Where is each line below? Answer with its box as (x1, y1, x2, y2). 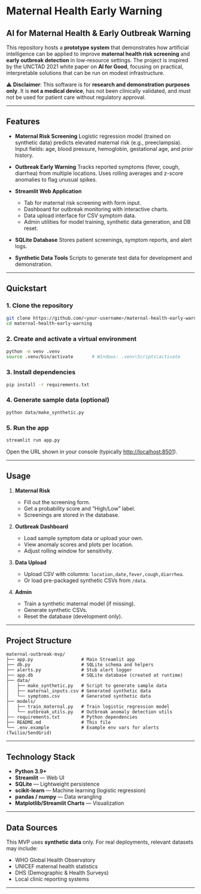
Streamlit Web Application (14, 187, 82, 195)
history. (14, 151, 34, 159)
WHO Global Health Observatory (14, 856, 96, 863)
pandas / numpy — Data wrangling (14, 793, 102, 801)
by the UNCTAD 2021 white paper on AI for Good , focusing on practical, (6, 63, 184, 70)
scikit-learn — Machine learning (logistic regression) (14, 787, 146, 794)
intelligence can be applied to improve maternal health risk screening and (6, 50, 190, 57)
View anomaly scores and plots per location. (23, 541, 133, 548)
